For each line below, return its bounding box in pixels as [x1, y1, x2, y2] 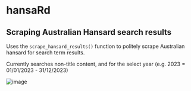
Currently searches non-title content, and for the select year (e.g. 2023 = [6, 60, 186, 67]
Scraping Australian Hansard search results [6, 27, 172, 37]
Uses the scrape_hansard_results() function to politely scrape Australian [6, 43, 185, 50]
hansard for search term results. [6, 49, 85, 56]
